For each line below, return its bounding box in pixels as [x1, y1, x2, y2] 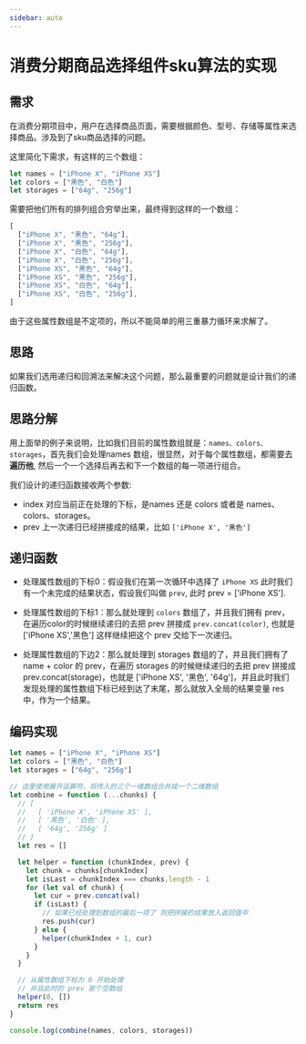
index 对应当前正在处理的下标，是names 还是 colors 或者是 [22, 498, 245, 510]
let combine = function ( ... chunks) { [9, 790, 157, 799]
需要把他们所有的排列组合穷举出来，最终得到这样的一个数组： [9, 204, 241, 215]
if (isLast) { [33, 900, 88, 909]
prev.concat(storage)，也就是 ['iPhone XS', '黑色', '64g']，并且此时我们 [22, 672, 290, 683]
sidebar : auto [9, 13, 64, 23]
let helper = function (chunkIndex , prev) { [17, 857, 189, 867]
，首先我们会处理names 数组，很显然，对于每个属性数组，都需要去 [42, 448, 293, 460]
